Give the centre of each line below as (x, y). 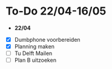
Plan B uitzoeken (35, 60)
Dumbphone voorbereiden (47, 39)
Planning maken (35, 46)
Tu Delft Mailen (33, 53)
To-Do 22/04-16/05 (56, 11)
